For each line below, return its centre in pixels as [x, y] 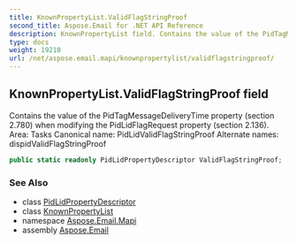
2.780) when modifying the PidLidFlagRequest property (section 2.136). [139, 125]
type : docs [29, 42]
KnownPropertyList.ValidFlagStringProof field [139, 94]
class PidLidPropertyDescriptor [79, 202]
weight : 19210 [35, 50]
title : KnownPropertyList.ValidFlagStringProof [99, 17]
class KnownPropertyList [67, 211]
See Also [29, 182]
